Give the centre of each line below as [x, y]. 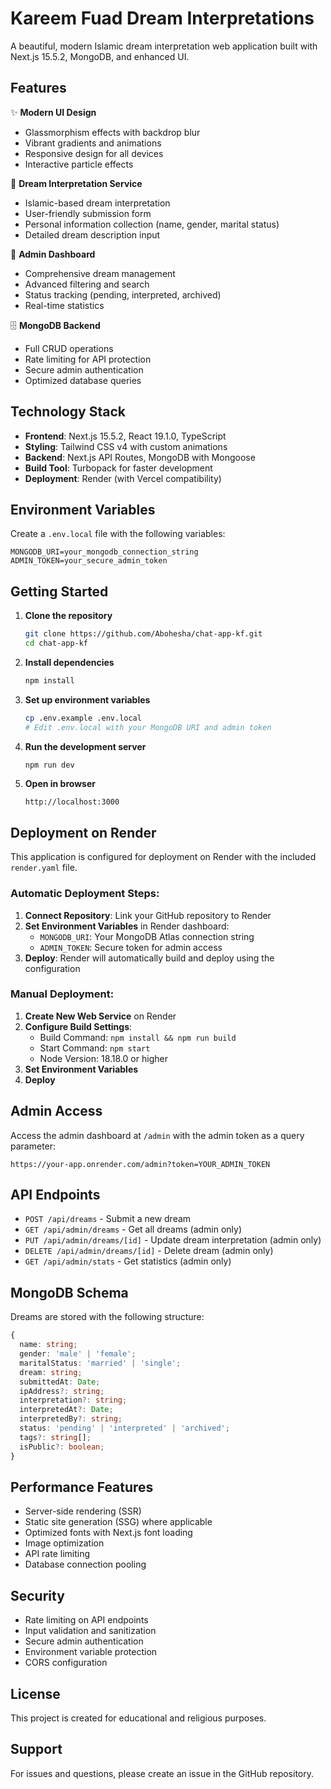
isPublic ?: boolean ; [62, 1447]
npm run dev [49, 765]
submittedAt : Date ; [60, 1382]
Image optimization [64, 1543]
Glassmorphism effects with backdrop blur [112, 132]
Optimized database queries [83, 380]
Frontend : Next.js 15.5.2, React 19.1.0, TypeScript [125, 436]
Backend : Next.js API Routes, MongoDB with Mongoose [140, 457]
